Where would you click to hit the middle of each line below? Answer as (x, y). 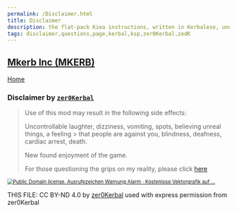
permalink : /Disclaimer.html (50, 14)
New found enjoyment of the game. (76, 155)
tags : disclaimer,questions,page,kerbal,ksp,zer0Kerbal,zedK (99, 34)
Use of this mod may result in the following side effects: (105, 113)
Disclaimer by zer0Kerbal (51, 98)
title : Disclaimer (34, 20)
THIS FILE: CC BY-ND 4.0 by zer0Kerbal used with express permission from (117, 195)
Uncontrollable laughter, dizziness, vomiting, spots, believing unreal (123, 126)
